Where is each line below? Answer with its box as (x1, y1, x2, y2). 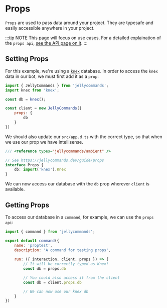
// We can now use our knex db (23, 289, 89, 294)
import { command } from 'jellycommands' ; (5, 229, 95, 234)
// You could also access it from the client (23, 275, 120, 280)
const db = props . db (23, 266, 66, 271)
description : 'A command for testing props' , (14, 247, 111, 253)
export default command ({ (5, 238, 59, 243)
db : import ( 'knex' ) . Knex (14, 167, 66, 172)
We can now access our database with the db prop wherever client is (5, 181, 149, 187)
